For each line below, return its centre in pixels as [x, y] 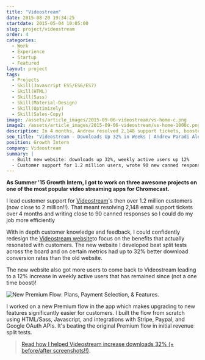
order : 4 [17, 35]
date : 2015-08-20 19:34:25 [41, 18]
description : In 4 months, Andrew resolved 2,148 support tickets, [94, 131]
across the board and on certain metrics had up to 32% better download [97, 251]
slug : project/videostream [41, 29]
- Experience [28, 52]
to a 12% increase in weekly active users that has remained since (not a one [102, 276]
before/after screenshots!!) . [56, 351]
